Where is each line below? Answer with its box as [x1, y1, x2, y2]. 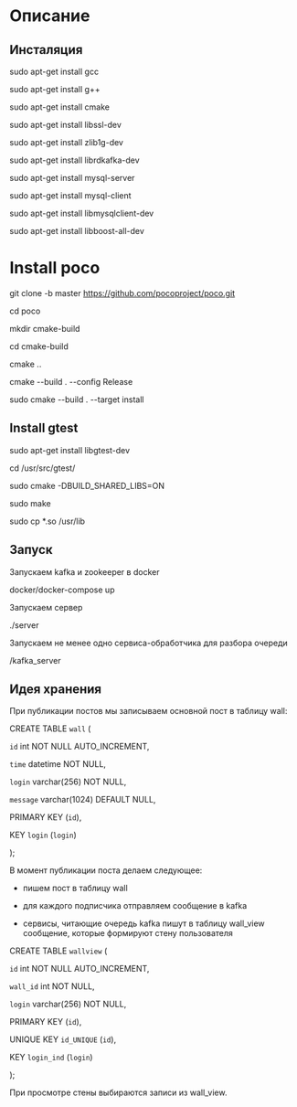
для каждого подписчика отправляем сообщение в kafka [22, 900, 248, 911]
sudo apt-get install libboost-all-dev [9, 226, 144, 236]
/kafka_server [9, 655, 61, 665]
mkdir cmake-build [9, 323, 80, 334]
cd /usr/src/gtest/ [9, 463, 76, 474]
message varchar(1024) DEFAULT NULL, [9, 794, 156, 805]
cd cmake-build [9, 340, 69, 352]
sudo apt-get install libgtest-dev [9, 444, 131, 455]
